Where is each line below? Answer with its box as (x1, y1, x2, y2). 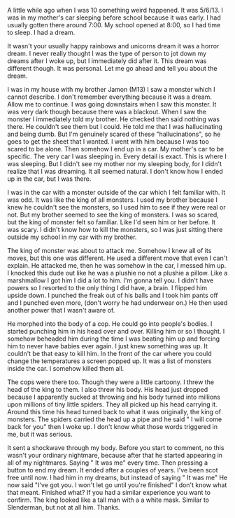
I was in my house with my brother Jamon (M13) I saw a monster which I (7, 86, 215, 93)
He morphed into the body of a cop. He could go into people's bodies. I (7, 320, 213, 328)
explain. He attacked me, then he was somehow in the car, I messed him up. (7, 261, 227, 269)
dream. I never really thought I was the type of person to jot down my (7, 49, 207, 57)
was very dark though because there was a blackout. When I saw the (7, 108, 206, 116)
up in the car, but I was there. (7, 175, 92, 183)
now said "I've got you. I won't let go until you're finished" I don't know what (7, 481, 227, 489)
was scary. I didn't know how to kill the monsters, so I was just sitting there (7, 226, 223, 233)
